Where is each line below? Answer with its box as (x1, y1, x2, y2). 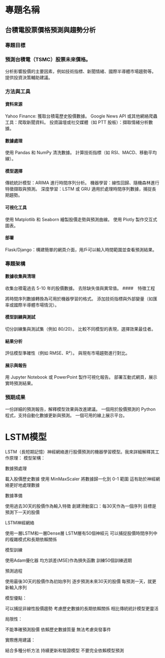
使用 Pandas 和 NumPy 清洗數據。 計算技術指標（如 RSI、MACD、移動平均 (5, 150, 157, 155)
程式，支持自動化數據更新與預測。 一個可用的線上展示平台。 (5, 412, 127, 418)
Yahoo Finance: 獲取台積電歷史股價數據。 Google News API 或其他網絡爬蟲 (5, 113, 158, 119)
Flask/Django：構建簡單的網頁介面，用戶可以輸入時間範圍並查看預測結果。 (5, 246, 157, 252)
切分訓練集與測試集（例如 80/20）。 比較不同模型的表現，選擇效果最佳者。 (5, 326, 156, 332)
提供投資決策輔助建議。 (5, 75, 53, 80)
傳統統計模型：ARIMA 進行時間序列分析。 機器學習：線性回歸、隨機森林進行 (5, 180, 160, 186)
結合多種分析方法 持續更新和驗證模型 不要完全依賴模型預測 (5, 647, 124, 653)
